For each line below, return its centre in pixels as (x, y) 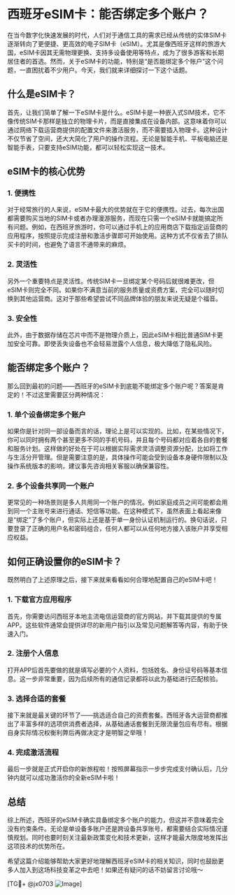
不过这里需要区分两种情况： (65, 394)
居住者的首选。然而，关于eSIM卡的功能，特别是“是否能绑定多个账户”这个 (112, 61)
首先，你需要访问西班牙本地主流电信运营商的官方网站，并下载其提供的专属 (114, 616)
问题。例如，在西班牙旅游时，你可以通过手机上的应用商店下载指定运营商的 (120, 227)
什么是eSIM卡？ (42, 94)
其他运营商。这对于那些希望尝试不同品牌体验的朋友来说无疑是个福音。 (120, 299)
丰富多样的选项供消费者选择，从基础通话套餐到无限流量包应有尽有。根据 (123, 724)
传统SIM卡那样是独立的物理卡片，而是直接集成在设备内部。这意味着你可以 (120, 121)
